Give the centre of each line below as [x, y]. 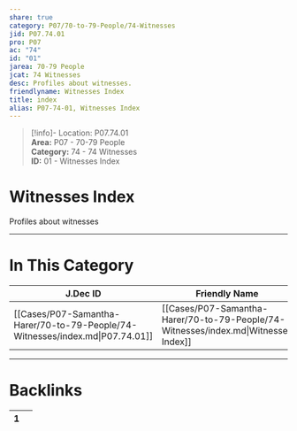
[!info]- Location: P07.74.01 [80, 133]
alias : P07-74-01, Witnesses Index [75, 108]
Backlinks [46, 391]
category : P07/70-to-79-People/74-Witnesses [92, 26]
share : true [31, 17]
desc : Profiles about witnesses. [71, 83]
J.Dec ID [83, 294]
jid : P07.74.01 [37, 34]
